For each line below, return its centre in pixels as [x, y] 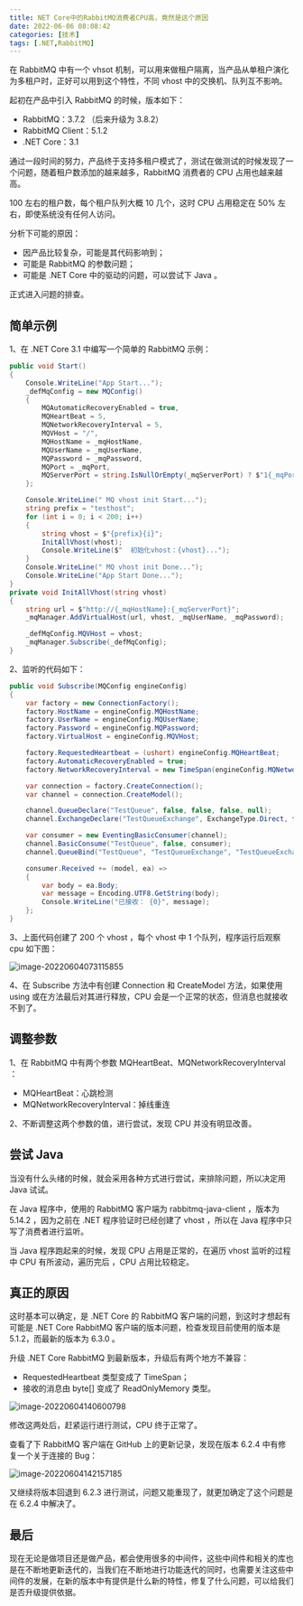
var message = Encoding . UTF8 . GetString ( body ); [131, 894]
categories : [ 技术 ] [45, 34]
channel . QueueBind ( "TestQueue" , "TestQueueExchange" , [129, 852]
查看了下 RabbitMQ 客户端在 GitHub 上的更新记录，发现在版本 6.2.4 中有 [144, 1444]
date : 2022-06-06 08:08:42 [60, 26]
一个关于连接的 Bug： [57, 1456]
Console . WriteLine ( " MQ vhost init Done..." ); [115, 567]
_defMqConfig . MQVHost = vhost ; [84, 634]
